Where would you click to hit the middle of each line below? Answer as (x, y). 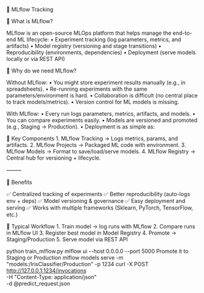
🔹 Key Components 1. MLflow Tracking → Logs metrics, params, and (92, 138)
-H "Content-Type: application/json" (51, 277)
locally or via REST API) (36, 59)
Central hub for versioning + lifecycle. (54, 158)
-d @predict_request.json (38, 284)
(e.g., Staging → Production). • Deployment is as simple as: (81, 127)
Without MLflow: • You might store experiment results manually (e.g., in (96, 83)
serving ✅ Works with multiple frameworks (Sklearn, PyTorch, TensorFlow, (100, 208)
